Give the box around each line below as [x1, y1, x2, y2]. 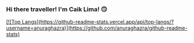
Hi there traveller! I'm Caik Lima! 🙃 [6, 5, 108, 13]
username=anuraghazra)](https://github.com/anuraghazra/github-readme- [6, 24, 188, 31]
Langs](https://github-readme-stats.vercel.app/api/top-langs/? [22, 19, 175, 26]
